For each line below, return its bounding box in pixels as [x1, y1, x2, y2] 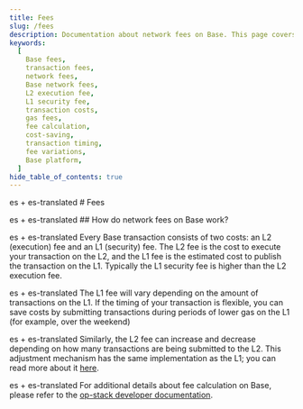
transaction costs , [25, 105, 99, 114]
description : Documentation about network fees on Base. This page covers [9, 30, 297, 39]
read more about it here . [9, 362, 99, 374]
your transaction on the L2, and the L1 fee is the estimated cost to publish [9, 251, 282, 262]
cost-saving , [25, 131, 75, 140]
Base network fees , [25, 80, 99, 89]
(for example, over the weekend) [9, 316, 131, 327]
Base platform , [25, 155, 83, 165]
